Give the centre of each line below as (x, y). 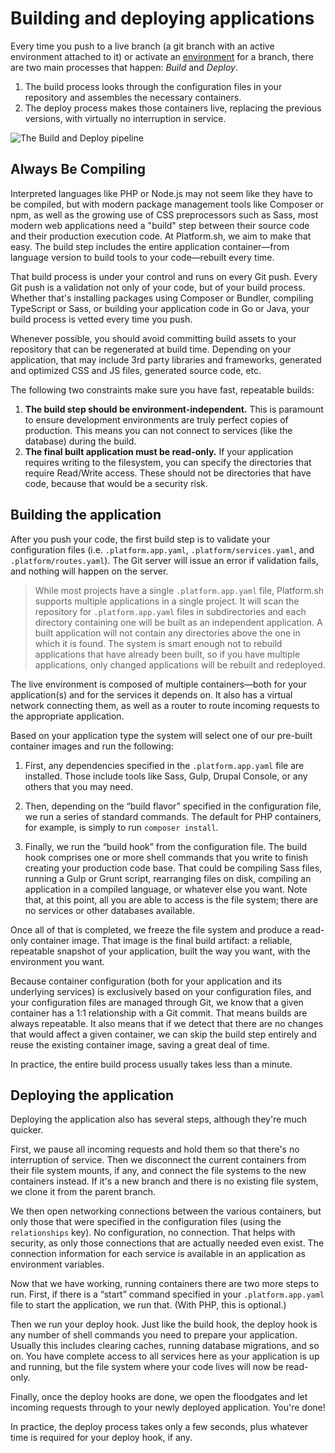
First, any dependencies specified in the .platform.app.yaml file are (164, 765)
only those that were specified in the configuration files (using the (146, 1222)
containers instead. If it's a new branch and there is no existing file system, (164, 1181)
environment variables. (57, 1264)
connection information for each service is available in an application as (158, 1254)
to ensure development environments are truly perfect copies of (156, 419)
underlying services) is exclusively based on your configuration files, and (161, 991)
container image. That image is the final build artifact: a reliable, (161, 940)
